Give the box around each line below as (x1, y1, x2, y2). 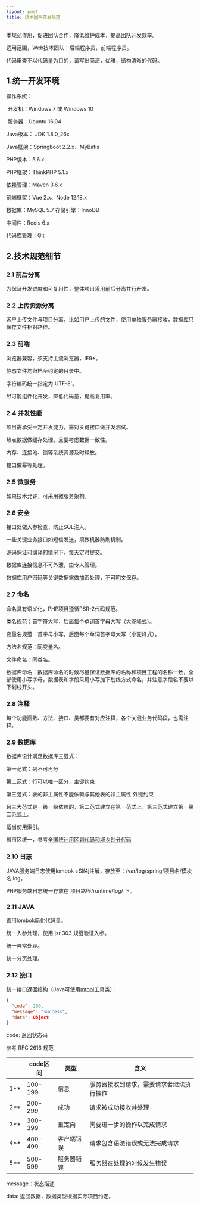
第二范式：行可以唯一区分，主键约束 (6, 778, 95, 785)
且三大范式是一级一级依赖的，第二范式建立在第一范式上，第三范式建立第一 (6, 804, 189, 811)
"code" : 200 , (11, 1003, 44, 1010)
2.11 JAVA (6, 902, 35, 911)
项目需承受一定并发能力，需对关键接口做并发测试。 (6, 424, 132, 431)
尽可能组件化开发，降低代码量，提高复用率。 (6, 393, 116, 400)
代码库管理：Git (6, 232, 45, 239)
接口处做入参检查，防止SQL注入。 (6, 524, 90, 531)
